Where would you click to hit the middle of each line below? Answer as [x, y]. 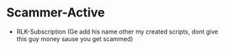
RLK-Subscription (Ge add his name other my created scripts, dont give [117, 32]
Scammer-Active [56, 13]
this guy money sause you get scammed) [74, 38]
